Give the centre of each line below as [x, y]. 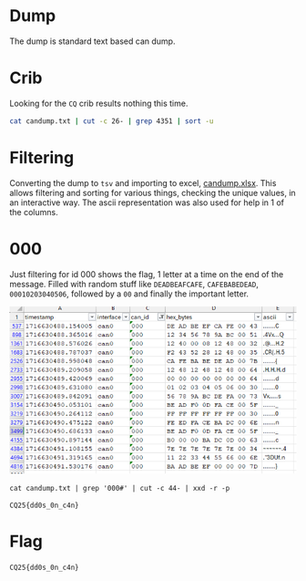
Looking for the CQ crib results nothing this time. [99, 103]
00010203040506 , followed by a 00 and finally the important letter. [129, 294]
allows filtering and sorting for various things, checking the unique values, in [153, 192]
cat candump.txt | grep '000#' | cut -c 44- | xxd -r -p [120, 488]
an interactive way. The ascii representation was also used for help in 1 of [147, 202]
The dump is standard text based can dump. [92, 41]
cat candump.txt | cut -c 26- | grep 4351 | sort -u [112, 121]
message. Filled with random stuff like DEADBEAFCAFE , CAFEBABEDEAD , [134, 284]
